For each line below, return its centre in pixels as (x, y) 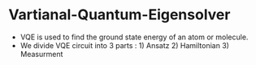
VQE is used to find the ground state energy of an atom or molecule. (134, 37)
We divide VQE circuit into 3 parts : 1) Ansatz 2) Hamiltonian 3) (125, 45)
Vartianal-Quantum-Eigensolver (119, 15)
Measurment (41, 54)
